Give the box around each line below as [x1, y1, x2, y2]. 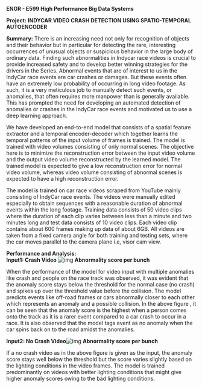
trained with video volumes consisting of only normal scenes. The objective [6, 143, 194, 150]
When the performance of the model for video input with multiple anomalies [6, 268, 195, 275]
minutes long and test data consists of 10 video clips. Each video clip [6, 219, 177, 226]
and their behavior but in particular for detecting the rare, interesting [6, 42, 176, 48]
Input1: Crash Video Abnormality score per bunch [6, 256, 150, 264]
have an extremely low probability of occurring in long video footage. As [6, 80, 186, 87]
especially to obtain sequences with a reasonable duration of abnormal [6, 199, 183, 207]
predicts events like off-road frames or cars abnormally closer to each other [6, 294, 195, 301]
